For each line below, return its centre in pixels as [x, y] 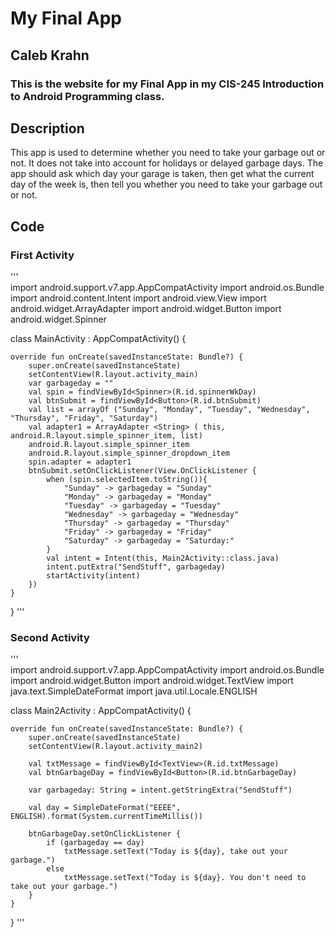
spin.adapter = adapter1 [80, 462]
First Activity [42, 255]
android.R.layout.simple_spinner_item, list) [106, 436]
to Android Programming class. [87, 96]
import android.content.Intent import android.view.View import [138, 298]
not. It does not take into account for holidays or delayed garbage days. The [167, 163]
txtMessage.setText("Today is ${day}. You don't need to [185, 878]
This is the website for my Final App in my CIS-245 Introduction [167, 84]
